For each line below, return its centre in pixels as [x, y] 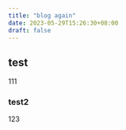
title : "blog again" [42, 15]
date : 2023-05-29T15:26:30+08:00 [63, 23]
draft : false [30, 30]
